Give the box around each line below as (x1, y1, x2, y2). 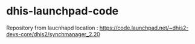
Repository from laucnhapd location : (6, 24, 98, 31)
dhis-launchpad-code (6, 4, 119, 18)
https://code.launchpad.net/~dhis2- (99, 24, 189, 31)
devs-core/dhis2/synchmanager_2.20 (6, 30, 101, 37)
